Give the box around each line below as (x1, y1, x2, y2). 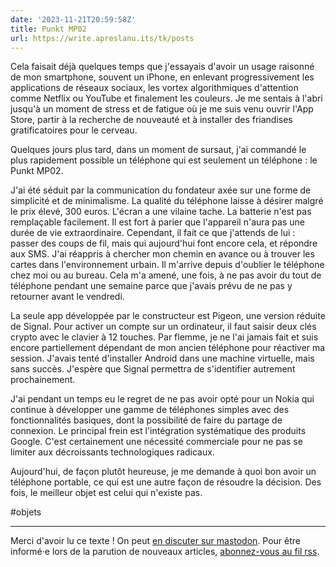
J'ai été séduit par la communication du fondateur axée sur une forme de (10, 184, 312, 196)
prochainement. (10, 374, 76, 386)
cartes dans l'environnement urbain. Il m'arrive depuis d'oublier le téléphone (10, 259, 325, 271)
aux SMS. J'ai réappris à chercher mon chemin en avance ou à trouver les (10, 248, 315, 260)
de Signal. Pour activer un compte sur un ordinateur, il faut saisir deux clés (10, 321, 317, 333)
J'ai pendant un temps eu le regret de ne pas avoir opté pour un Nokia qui (10, 393, 315, 405)
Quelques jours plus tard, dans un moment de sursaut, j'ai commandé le (10, 144, 307, 156)
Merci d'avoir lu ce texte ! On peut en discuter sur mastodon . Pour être (10, 535, 302, 547)
